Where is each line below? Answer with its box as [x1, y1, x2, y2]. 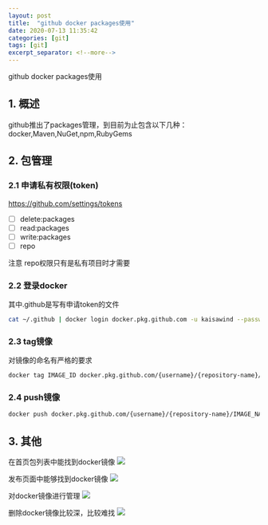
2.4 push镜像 [8, 392, 61, 403]
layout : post [8, 11, 52, 20]
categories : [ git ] [8, 34, 69, 42]
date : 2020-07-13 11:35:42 [8, 26, 98, 34]
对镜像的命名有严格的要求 [8, 356, 93, 365]
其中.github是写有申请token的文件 [8, 300, 120, 310]
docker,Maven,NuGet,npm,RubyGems [8, 128, 133, 138]
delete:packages [19, 214, 75, 223]
